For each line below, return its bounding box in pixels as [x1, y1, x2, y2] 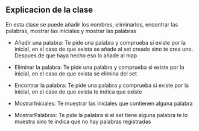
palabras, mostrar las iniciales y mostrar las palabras [5, 27, 136, 34]
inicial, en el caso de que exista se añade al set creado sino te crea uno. [14, 45, 194, 53]
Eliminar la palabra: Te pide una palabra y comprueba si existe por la [14, 63, 185, 71]
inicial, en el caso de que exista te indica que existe [14, 88, 142, 95]
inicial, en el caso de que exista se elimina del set [14, 69, 137, 77]
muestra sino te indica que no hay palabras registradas [14, 118, 151, 125]
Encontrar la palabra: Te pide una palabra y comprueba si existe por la [14, 81, 189, 89]
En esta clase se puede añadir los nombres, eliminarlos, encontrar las [5, 21, 178, 28]
